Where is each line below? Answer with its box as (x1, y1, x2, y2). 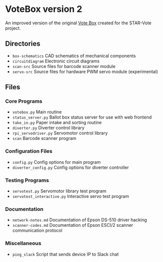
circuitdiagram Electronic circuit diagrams (12, 58, 100, 64)
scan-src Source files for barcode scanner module (12, 63, 116, 69)
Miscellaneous (5, 240, 41, 247)
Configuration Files (5, 148, 53, 155)
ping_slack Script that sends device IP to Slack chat (12, 251, 119, 257)
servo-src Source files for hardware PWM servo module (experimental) (12, 68, 158, 74)
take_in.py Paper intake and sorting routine (12, 120, 102, 126)
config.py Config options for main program (12, 159, 101, 165)
